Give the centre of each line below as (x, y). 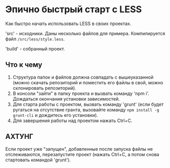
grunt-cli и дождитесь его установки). (55, 115)
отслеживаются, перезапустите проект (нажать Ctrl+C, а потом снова (82, 154)
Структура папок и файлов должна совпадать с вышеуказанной (83, 77)
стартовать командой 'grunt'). (38, 160)
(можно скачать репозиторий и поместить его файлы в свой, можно (88, 82)
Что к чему (24, 65)
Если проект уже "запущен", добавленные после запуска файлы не (79, 149)
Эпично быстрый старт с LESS (74, 9)
